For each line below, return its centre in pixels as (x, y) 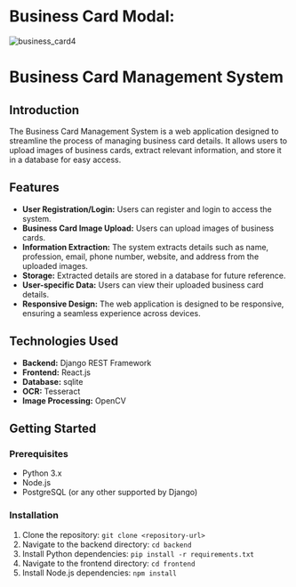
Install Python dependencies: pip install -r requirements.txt (138, 553)
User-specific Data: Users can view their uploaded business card (143, 285)
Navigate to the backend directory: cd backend (107, 544)
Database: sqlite (52, 381)
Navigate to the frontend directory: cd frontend (108, 563)
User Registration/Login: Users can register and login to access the (147, 209)
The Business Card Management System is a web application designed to (144, 131)
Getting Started (53, 428)
